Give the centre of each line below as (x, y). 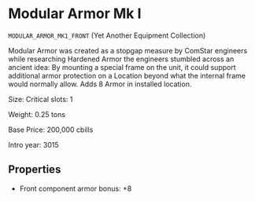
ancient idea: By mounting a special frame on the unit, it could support (122, 67)
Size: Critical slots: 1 (41, 99)
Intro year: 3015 (33, 144)
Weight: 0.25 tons (37, 114)
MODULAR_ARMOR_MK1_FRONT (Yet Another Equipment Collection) (107, 35)
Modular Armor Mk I (75, 14)
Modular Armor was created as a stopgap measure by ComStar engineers (128, 50)
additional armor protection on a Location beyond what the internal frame (127, 75)
